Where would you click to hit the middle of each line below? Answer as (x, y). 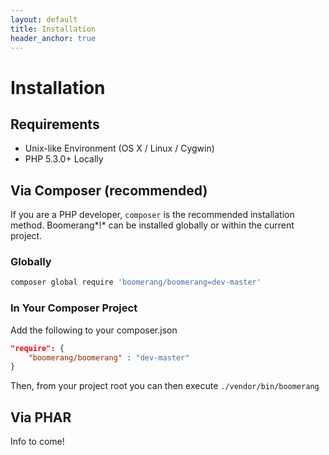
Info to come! (37, 442)
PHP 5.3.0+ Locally (64, 159)
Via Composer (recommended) (109, 190)
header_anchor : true (53, 38)
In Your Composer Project (74, 308)
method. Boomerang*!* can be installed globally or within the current (152, 225)
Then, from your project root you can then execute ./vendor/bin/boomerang (165, 386)
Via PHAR (41, 417)
